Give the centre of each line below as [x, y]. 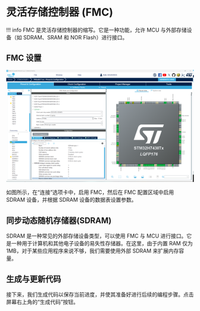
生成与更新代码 [34, 279]
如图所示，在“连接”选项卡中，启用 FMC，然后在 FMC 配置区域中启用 [90, 192]
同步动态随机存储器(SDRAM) [59, 221]
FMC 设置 [24, 58]
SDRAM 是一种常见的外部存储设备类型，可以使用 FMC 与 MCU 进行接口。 [96, 236]
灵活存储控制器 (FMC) [60, 12]
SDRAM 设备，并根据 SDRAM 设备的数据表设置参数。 [71, 200]
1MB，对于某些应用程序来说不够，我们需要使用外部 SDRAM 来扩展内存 [93, 251]
